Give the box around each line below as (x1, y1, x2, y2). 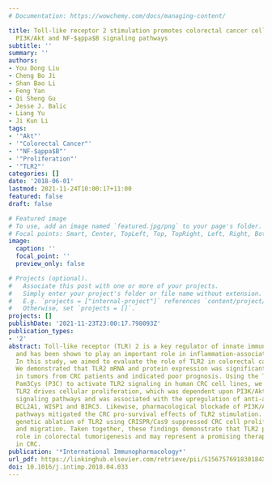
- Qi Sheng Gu (8, 94, 57, 102)
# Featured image (8, 214, 67, 223)
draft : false (8, 199, 53, 208)
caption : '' (15, 245, 57, 253)
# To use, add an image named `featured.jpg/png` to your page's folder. (8, 222, 263, 230)
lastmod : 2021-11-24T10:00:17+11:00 (8, 185, 132, 193)
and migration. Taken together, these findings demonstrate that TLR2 (15, 425, 259, 434)
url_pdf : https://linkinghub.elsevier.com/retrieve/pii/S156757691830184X (8, 455, 266, 463)
